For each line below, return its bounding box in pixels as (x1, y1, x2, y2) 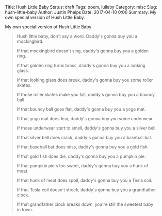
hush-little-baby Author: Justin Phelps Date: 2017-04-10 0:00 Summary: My (5, 9, 157, 15)
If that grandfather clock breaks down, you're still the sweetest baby (16, 201, 154, 207)
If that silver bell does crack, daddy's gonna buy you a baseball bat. (16, 135, 153, 140)
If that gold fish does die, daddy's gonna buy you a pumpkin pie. (16, 153, 146, 159)
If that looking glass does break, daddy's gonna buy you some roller (16, 77, 153, 83)
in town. (16, 207, 33, 212)
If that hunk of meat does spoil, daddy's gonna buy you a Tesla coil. (16, 178, 153, 183)
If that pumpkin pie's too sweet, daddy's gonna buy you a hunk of (16, 163, 149, 168)
